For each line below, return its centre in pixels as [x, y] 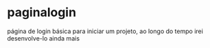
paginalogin [42, 13]
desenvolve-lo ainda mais [44, 38]
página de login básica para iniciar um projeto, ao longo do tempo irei [105, 31]
